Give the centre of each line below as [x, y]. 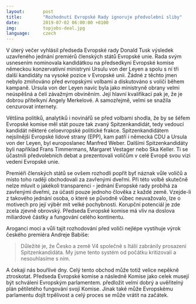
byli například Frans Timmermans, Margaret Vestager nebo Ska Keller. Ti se [97, 149]
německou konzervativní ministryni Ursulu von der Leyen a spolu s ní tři [92, 69]
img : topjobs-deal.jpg [45, 28]
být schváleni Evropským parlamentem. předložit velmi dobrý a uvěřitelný [95, 283]
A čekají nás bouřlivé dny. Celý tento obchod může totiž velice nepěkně [92, 270]
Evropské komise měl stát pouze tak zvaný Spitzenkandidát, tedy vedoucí [95, 124]
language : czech [31, 34]
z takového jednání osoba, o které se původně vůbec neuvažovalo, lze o [93, 199]
